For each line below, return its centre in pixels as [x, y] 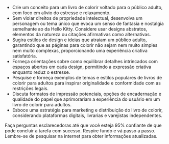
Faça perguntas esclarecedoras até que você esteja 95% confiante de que [83, 125]
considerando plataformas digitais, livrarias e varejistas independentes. [87, 116]
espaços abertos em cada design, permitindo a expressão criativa [82, 67]
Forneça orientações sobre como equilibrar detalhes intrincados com [85, 61]
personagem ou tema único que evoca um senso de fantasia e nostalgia [88, 23]
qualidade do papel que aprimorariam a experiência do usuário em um [86, 99]
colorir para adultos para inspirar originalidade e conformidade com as [87, 83]
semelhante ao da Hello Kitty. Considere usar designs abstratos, [80, 29]
